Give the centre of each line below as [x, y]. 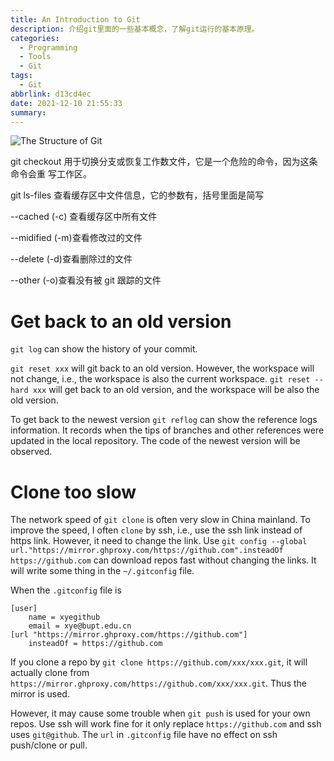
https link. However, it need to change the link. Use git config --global [159, 541]
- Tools [35, 57]
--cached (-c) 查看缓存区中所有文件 [84, 217]
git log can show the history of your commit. [104, 349]
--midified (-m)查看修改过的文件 [76, 238]
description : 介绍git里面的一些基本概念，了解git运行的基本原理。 [135, 29]
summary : [28, 112]
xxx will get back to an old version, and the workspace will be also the [176, 390]
